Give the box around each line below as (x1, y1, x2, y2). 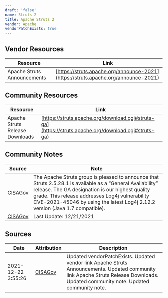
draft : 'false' (5, 7, 37, 13)
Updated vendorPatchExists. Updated (66, 253, 155, 260)
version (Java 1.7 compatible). (33, 205, 106, 212)
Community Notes (5, 150, 63, 159)
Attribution (35, 245, 62, 252)
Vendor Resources (5, 45, 64, 53)
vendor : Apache (5, 21, 37, 27)
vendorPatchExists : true (5, 26, 57, 31)
